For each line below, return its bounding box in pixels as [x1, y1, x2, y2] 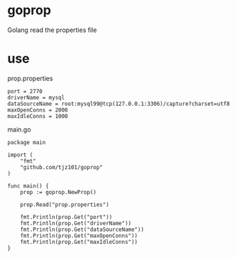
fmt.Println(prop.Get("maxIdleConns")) [20, 238, 138, 245]
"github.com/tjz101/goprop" [20, 163, 103, 171]
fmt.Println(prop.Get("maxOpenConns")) [20, 232, 138, 240]
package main [7, 139, 46, 146]
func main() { [7, 182, 50, 190]
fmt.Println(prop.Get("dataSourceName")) [20, 226, 144, 233]
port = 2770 [7, 87, 43, 95]
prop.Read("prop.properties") [20, 201, 110, 208]
